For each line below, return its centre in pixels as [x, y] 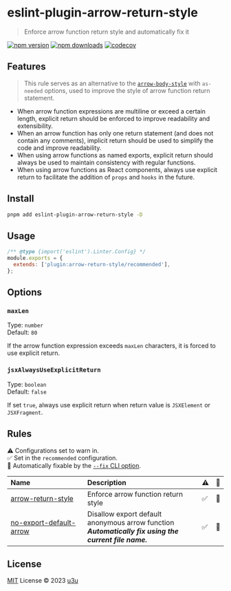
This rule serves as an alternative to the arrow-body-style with [112, 83]
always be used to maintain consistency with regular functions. [106, 162]
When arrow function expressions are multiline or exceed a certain [111, 111]
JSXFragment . [25, 412]
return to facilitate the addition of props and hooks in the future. [106, 177]
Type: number [25, 325]
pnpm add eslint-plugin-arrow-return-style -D [75, 215]
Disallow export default [124, 514]
